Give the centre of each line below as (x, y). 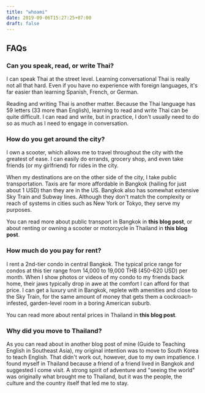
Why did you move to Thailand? (54, 331)
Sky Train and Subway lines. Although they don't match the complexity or (99, 197)
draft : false (23, 23)
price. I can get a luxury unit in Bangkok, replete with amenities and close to (102, 290)
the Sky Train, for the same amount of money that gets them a (84, 296)
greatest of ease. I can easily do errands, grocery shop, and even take (95, 159)
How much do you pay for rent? (54, 250)
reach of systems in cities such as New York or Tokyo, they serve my (93, 203)
